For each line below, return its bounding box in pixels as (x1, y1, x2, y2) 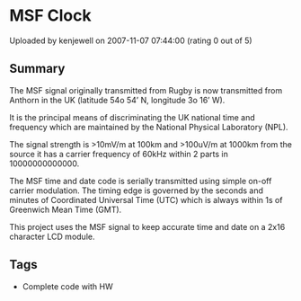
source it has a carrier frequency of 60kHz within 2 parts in (9, 148, 229, 159)
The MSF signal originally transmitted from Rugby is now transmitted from (9, 84, 283, 95)
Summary (9, 61, 66, 76)
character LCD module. (9, 231, 95, 242)
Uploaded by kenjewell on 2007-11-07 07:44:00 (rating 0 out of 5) (9, 35, 253, 46)
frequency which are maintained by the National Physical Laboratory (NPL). (9, 121, 289, 132)
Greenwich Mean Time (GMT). (9, 204, 122, 215)
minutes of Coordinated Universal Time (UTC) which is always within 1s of (9, 194, 283, 205)
